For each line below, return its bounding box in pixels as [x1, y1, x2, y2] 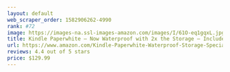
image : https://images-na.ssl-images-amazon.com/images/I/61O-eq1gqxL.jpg [7, 29, 225, 36]
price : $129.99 [7, 55, 51, 62]
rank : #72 [7, 23, 36, 29]
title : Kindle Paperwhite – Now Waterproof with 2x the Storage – [7, 36, 201, 43]
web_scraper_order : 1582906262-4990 [7, 16, 112, 23]
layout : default [7, 10, 53, 17]
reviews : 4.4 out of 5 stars [7, 49, 90, 56]
